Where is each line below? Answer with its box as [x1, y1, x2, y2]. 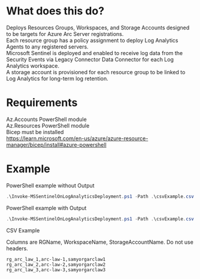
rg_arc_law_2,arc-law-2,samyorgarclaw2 [6, 262, 106, 268]
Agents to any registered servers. [6, 43, 89, 50]
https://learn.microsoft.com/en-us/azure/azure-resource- [6, 135, 149, 142]
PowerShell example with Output [6, 204, 87, 211]
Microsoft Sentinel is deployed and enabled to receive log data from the [6, 49, 183, 56]
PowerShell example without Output [6, 181, 95, 189]
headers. [6, 244, 28, 252]
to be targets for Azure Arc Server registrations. [6, 30, 124, 37]
